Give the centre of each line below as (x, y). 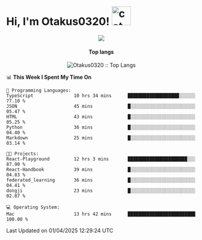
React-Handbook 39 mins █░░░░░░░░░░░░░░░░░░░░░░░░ (101, 170)
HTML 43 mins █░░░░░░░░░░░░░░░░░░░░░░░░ (101, 117)
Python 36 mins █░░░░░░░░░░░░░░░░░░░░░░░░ (101, 128)
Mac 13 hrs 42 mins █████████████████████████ (101, 214)
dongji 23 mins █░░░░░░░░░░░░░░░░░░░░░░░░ (101, 191)
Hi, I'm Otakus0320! (58, 22)
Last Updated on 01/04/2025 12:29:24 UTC (60, 231)
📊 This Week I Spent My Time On (49, 77)
